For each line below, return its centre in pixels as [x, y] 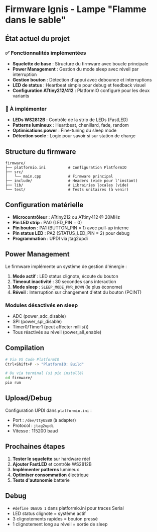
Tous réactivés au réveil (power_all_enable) [57, 332]
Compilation [25, 348]
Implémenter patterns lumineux [46, 469]
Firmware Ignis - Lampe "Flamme [76, 9]
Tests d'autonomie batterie [41, 480]
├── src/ [14, 172]
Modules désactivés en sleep [42, 305]
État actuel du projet [38, 38]
